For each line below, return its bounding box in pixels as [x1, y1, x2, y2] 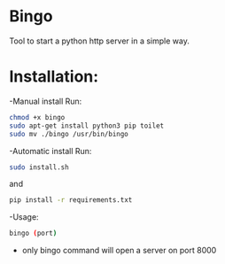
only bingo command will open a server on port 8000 [21, 245, 217, 256]
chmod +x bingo [9, 113, 66, 121]
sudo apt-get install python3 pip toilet [9, 121, 165, 130]
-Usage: [9, 212, 39, 222]
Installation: [9, 66, 99, 87]
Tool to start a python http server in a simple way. [9, 35, 190, 46]
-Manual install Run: [9, 96, 82, 106]
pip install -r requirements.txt [9, 196, 133, 205]
